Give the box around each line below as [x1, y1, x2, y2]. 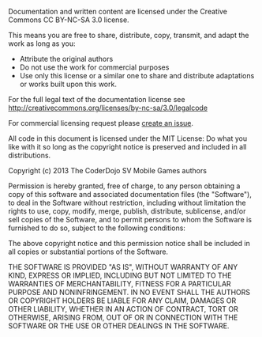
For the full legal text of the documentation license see [8, 95, 185, 104]
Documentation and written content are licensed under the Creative [8, 7, 227, 16]
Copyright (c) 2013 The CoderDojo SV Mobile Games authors [8, 166, 208, 175]
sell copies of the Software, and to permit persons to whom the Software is [8, 215, 253, 224]
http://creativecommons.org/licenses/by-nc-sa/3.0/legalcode [8, 103, 208, 112]
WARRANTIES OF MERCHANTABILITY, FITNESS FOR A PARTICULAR [8, 279, 231, 288]
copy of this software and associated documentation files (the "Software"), [8, 190, 253, 199]
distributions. [8, 150, 51, 160]
